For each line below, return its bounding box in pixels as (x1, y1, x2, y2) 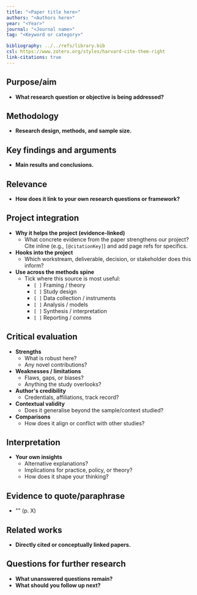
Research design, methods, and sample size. (15, 127, 132, 135)
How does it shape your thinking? (24, 473, 109, 480)
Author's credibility (15, 387, 66, 394)
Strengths (15, 347, 42, 355)
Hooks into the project (15, 249, 73, 256)
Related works (6, 525, 62, 535)
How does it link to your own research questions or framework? (15, 195, 180, 202)
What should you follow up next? (15, 582, 101, 589)
